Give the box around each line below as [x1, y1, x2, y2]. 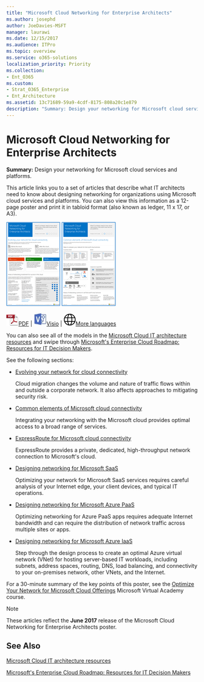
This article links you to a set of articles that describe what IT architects [6, 184, 185, 191]
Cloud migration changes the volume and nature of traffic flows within [15, 380, 191, 387]
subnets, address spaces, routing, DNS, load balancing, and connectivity [15, 562, 198, 569]
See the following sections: [6, 356, 74, 364]
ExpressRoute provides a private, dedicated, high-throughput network [15, 446, 191, 454]
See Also [6, 641, 41, 651]
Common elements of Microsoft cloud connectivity [15, 404, 143, 412]
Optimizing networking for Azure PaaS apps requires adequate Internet [15, 513, 193, 520]
